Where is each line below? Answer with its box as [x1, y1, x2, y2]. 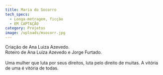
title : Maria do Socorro [5, 7, 57, 12]
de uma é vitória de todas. [5, 65, 59, 71]
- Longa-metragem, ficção [9, 16, 64, 21]
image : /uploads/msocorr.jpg [5, 30, 66, 35]
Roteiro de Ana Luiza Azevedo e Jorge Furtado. [5, 49, 102, 55]
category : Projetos [5, 26, 46, 31]
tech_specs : [5, 12, 30, 17]
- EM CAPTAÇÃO [9, 21, 39, 26]
